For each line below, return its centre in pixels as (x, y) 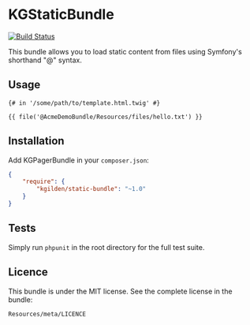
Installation (36, 141)
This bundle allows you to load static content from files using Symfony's (125, 51)
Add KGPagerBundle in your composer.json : (79, 160)
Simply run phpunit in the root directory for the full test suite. (106, 247)
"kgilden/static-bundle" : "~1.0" (91, 189)
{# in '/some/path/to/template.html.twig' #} (84, 103)
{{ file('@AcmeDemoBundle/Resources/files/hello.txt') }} (105, 117)
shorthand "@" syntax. (45, 60)
